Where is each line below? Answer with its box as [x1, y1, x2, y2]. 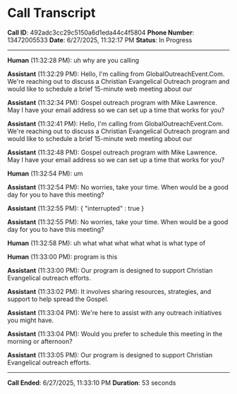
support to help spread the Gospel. [7, 295, 109, 303]
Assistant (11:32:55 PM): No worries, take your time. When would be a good [7, 217, 229, 226]
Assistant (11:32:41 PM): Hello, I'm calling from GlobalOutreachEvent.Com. [7, 119, 224, 128]
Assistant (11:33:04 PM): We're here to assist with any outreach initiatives [7, 308, 222, 316]
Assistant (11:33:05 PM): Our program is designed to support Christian [7, 350, 213, 359]
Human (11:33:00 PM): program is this [7, 252, 118, 261]
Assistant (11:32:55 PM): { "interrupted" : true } [7, 204, 145, 212]
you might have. [7, 316, 54, 324]
